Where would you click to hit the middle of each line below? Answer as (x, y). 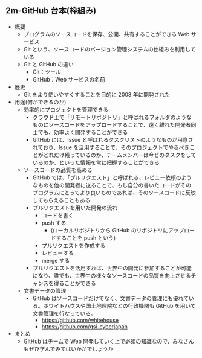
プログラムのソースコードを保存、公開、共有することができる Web (106, 34)
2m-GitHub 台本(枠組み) (51, 11)
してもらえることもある (61, 200)
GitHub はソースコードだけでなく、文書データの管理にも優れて (110, 298)
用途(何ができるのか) (40, 102)
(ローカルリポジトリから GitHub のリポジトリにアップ (117, 230)
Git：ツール (47, 72)
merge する (56, 260)
